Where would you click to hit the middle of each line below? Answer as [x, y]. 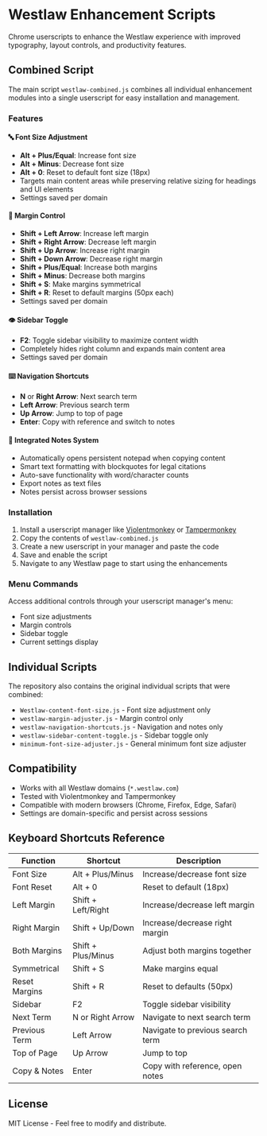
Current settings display [59, 642]
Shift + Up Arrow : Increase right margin [85, 250]
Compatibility [43, 769]
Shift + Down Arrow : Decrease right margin [91, 259]
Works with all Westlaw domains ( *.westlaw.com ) [99, 788]
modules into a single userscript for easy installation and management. [124, 98]
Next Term [32, 1017]
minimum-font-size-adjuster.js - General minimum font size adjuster [133, 744]
